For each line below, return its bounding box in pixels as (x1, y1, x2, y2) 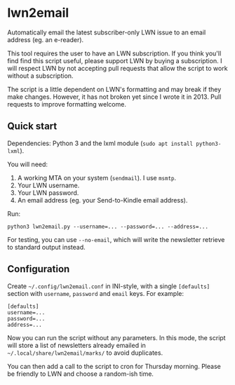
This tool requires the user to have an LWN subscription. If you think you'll (7, 49, 222, 58)
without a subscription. (7, 72, 74, 80)
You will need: (7, 160, 48, 168)
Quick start (7, 121, 58, 133)
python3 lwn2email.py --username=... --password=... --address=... (7, 223, 209, 230)
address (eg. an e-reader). (7, 35, 84, 43)
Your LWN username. (17, 181, 80, 189)
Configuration (7, 263, 70, 275)
